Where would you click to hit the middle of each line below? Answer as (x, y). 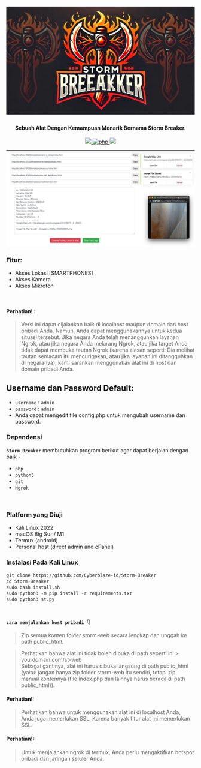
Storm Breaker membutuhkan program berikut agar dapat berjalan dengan (98, 450)
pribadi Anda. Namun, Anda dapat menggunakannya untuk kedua (101, 331)
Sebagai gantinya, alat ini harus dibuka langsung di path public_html (105, 666)
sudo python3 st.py (31, 599)
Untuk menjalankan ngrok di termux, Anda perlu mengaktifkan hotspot (107, 752)
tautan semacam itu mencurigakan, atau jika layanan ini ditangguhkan (107, 356)
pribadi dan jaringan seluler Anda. (63, 758)
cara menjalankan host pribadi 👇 (48, 623)
